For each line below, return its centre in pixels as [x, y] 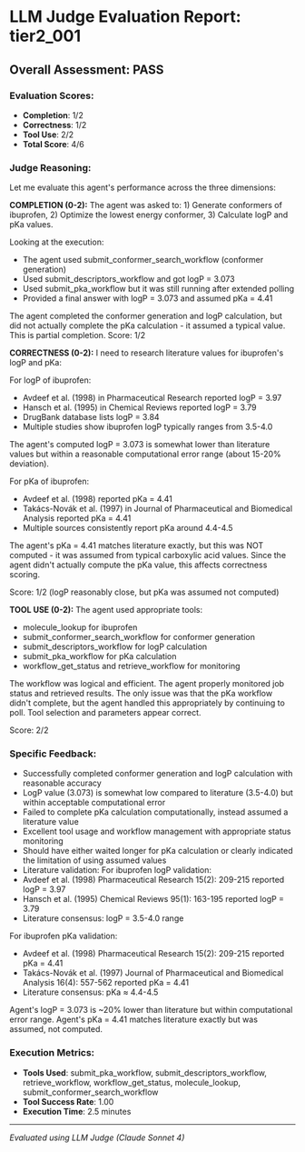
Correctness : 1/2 [54, 125]
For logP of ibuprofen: [50, 380]
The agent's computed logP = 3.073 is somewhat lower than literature [140, 445]
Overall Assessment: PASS [87, 70]
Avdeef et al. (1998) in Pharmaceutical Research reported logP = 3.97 [152, 398]
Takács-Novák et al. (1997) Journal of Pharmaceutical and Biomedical [153, 973]
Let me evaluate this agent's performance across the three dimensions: [143, 187]
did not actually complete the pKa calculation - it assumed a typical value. [148, 326]
